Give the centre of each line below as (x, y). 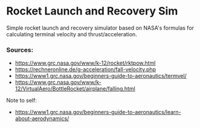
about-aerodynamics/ (42, 118)
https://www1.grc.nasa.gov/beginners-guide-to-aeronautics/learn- (98, 112)
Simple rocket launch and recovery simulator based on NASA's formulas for (100, 28)
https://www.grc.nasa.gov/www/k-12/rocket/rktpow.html (85, 63)
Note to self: (22, 100)
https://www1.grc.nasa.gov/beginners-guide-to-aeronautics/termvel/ (101, 76)
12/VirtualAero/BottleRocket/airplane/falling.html (75, 89)
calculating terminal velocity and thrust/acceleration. (72, 34)
